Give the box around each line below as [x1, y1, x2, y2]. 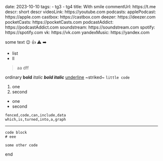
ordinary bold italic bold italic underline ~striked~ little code [5, 74, 130, 80]
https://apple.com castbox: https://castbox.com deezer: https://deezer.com [5, 14, 156, 20]
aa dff [16, 65, 29, 71]
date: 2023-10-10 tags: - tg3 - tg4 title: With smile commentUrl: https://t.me [5, 4, 156, 9]
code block [5, 130, 27, 135]
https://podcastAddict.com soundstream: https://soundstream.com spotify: [5, 24, 155, 30]
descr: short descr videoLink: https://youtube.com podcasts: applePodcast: [5, 9, 156, 15]
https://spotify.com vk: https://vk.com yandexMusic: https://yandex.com [5, 30, 150, 35]
